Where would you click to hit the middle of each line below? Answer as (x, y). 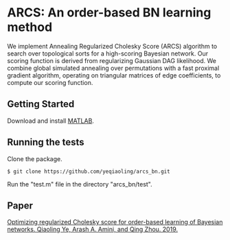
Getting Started (41, 104)
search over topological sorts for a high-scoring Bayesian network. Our (107, 53)
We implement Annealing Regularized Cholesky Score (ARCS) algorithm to (112, 46)
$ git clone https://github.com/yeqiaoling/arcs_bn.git (89, 171)
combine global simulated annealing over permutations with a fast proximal (113, 68)
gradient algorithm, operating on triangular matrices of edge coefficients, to (114, 75)
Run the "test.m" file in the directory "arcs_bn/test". (80, 184)
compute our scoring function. (50, 82)
